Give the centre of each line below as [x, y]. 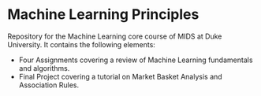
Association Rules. [49, 85]
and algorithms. [44, 68]
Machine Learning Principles [103, 15]
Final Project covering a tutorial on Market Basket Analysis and [120, 76]
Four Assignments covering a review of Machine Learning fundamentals [136, 60]
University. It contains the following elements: [81, 44]
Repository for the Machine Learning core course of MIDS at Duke [115, 36]
